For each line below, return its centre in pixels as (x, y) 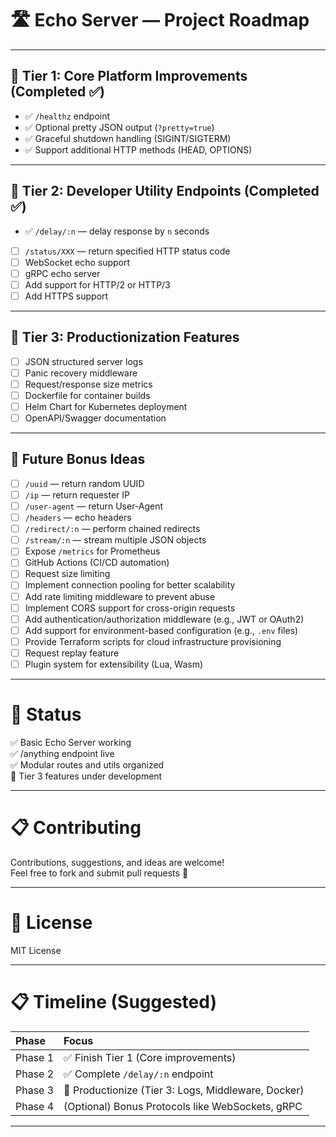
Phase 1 (35, 1057)
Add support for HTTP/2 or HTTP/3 (97, 284)
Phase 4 (35, 1106)
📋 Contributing (76, 828)
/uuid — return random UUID (84, 483)
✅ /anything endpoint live (62, 753)
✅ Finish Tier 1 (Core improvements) (150, 1057)
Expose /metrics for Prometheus (92, 551)
